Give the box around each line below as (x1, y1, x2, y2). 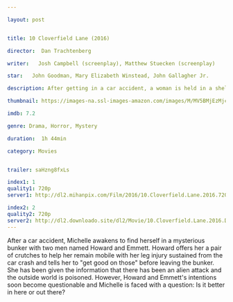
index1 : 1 (7, 178, 36, 186)
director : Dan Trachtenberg (7, 47, 92, 54)
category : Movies (7, 147, 58, 155)
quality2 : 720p (7, 210, 51, 217)
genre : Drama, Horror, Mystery (7, 122, 98, 129)
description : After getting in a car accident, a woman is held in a (7, 85, 213, 92)
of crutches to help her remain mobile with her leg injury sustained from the (7, 251, 223, 259)
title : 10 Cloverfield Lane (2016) (7, 35, 110, 42)
